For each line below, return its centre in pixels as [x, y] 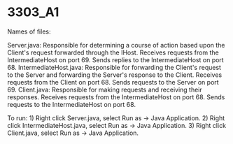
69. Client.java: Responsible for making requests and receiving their [105, 89]
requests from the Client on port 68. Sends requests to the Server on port [113, 82]
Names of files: [29, 31]
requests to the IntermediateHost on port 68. [72, 104]
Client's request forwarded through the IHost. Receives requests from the [113, 52]
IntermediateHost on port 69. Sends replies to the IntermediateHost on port [115, 59]
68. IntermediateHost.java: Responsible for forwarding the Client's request [114, 67]
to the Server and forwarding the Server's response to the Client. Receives [115, 75]
